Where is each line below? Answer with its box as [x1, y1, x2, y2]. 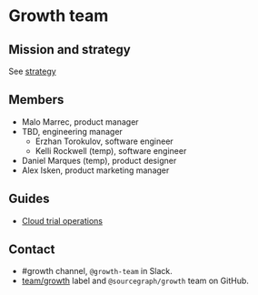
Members [8, 92, 64, 107]
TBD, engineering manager [21, 126, 124, 137]
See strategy [8, 66, 56, 76]
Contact [8, 242, 55, 258]
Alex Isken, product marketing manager [21, 165, 170, 176]
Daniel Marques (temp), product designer [21, 155, 177, 166]
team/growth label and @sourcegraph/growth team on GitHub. [21, 275, 249, 287]
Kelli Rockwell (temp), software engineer [35, 145, 187, 156]
